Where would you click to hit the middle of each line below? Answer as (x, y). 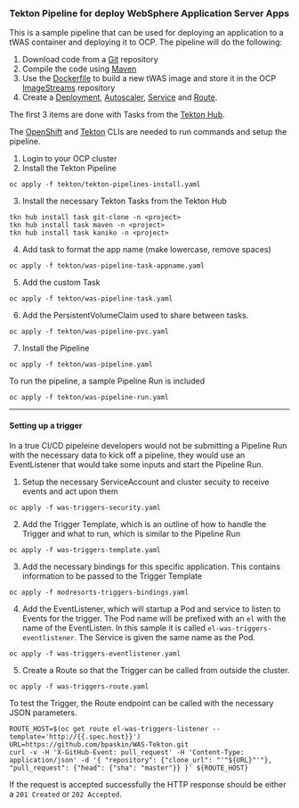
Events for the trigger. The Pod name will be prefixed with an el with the (154, 618)
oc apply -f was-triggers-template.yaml (85, 550)
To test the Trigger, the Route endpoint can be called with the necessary (141, 703)
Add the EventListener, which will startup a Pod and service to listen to (151, 608)
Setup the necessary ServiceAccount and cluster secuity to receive (145, 482)
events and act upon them (70, 491)
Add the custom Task (61, 283)
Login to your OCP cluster (69, 159)
